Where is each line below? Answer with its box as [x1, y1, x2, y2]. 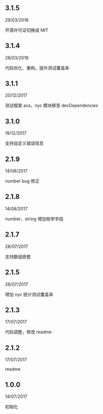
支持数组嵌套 [5, 253, 31, 260]
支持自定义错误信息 [5, 140, 44, 147]
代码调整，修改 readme [5, 329, 52, 335]
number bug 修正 [5, 178, 40, 184]
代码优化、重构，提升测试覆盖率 [5, 65, 69, 71]
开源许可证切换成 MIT [5, 27, 49, 33]
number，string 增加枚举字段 [5, 216, 63, 222]
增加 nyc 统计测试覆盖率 [5, 291, 54, 297]
